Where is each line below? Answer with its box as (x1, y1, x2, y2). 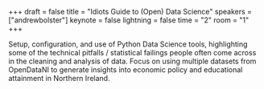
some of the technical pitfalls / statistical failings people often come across (8, 48, 257, 57)
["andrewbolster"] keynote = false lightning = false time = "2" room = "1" (8, 15, 250, 25)
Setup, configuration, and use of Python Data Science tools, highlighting (8, 39, 248, 49)
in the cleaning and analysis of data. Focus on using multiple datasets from (8, 56, 257, 66)
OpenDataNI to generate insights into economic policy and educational (8, 65, 243, 75)
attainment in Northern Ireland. (8, 74, 110, 83)
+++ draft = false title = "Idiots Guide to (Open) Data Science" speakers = (8, 7, 252, 16)
